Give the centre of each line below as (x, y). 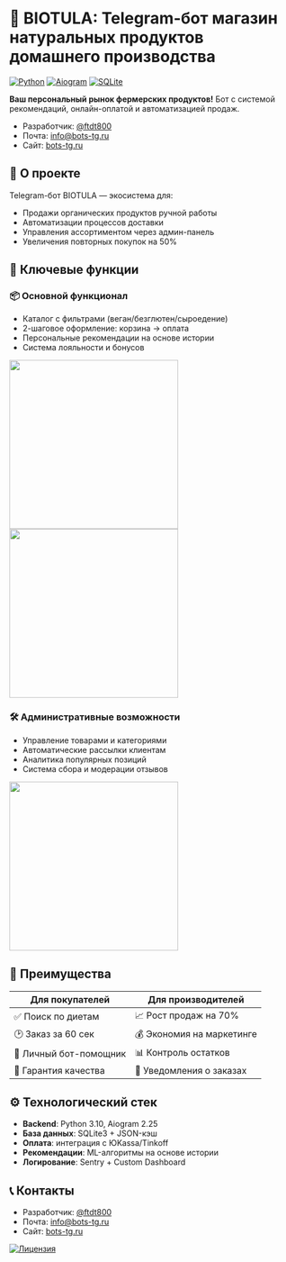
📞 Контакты (42, 1190)
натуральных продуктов (107, 37)
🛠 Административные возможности (95, 717)
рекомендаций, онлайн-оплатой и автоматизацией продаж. (125, 108)
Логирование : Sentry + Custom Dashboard (104, 1162)
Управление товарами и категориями (94, 740)
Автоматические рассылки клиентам (94, 749)
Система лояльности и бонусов (83, 348)
